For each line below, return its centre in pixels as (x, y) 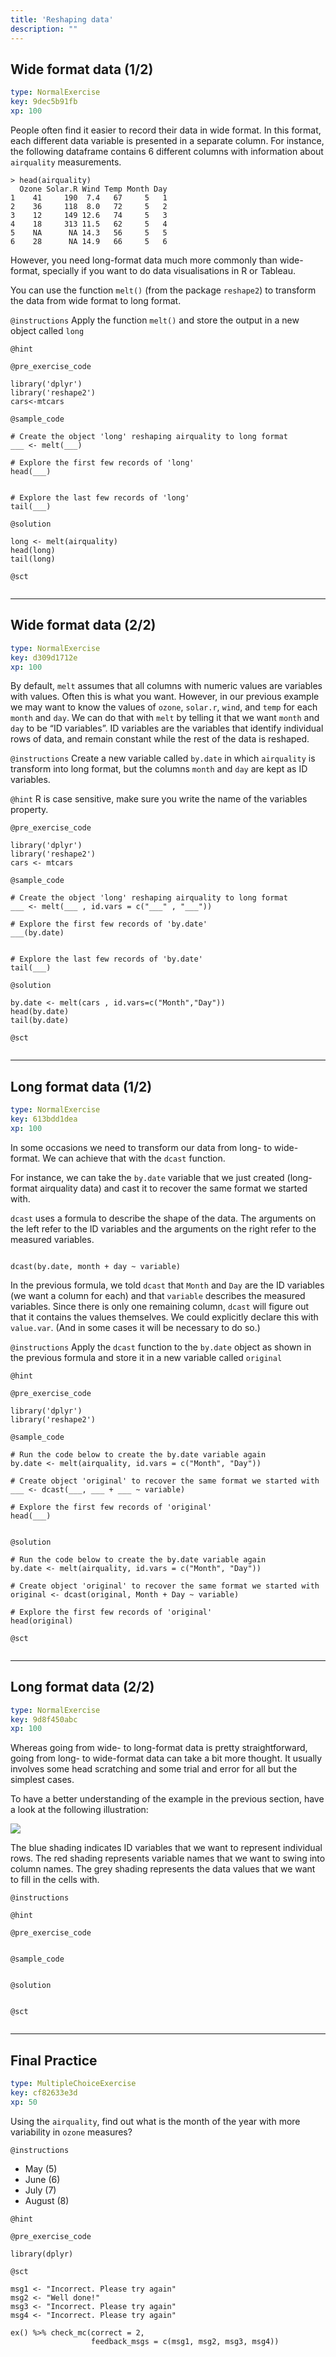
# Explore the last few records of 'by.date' (106, 959)
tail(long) (33, 559)
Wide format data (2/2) (83, 625)
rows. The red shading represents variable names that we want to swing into (168, 1858)
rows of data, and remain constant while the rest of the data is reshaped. (160, 739)
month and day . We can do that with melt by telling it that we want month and (165, 718)
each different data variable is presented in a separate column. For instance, (167, 140)
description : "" (44, 29)
